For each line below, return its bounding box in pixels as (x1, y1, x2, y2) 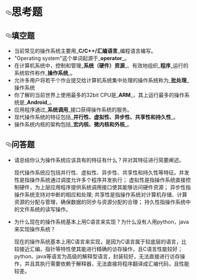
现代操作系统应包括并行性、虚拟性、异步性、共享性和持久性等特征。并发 (14, 169, 189, 176)
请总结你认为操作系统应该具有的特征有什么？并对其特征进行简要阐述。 (14, 156, 185, 164)
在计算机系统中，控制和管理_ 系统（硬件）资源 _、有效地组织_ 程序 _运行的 (14, 62, 189, 69)
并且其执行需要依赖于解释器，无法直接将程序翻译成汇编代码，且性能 (24, 260, 189, 267)
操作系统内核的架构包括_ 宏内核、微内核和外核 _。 (14, 121, 133, 128)
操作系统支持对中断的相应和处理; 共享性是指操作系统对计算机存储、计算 (14, 191, 188, 198)
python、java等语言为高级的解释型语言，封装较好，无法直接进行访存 (14, 252, 181, 259)
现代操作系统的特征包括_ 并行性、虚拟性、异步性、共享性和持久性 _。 (14, 114, 179, 121)
